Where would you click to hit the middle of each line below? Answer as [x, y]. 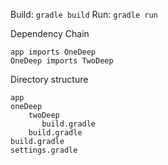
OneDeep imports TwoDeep [62, 61]
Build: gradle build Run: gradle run [84, 14]
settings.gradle [44, 150]
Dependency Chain [50, 33]
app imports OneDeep [53, 52]
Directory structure [49, 79]
